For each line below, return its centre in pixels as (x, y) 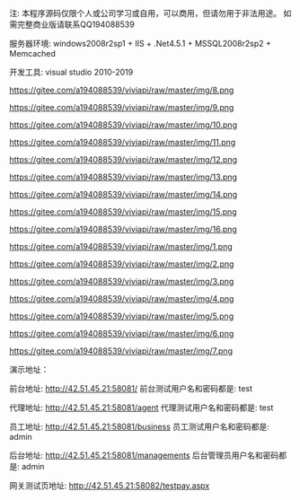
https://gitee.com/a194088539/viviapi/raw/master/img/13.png (124, 177)
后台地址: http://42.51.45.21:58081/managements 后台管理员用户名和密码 (144, 455)
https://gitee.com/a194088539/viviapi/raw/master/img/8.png (122, 90)
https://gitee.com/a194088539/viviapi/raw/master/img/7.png (121, 351)
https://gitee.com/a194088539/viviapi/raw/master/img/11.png (123, 142)
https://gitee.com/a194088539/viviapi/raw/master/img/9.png (122, 107)
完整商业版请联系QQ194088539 (75, 24)
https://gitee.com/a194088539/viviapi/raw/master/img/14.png (124, 194)
